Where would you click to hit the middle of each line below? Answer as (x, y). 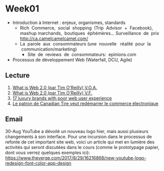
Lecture (17, 75)
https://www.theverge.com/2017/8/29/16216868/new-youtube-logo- (76, 157)
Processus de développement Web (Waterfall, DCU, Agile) (72, 59)
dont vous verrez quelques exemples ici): (47, 152)
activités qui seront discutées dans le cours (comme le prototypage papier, (82, 147)
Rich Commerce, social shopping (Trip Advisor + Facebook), (86, 27)
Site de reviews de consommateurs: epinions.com (82, 54)
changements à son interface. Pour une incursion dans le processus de (78, 136)
